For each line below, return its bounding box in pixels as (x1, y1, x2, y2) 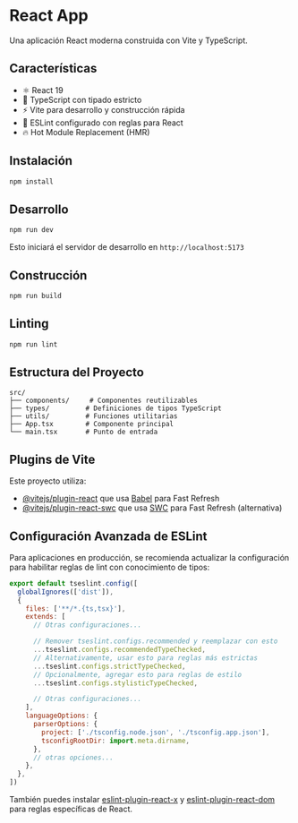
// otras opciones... (32, 753, 115, 762)
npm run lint (9, 339, 58, 349)
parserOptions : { (32, 720, 98, 729)
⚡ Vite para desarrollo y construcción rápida (21, 104, 185, 115)
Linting (9, 316, 49, 331)
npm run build (9, 291, 63, 300)
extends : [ (25, 613, 66, 622)
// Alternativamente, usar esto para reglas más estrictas (32, 653, 258, 663)
